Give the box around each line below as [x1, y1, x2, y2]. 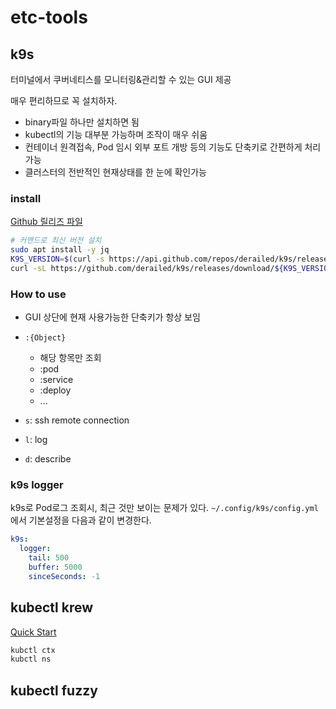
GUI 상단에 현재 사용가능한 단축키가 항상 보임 [24, 311, 201, 323]
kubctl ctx [10, 645, 56, 655]
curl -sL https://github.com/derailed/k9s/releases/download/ [10, 263, 275, 273]
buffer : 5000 [28, 562, 83, 573]
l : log [24, 434, 48, 446]
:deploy [39, 384, 72, 396]
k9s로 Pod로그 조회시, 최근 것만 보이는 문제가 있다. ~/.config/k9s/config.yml [10, 502, 319, 514]
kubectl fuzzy [10, 682, 98, 699]
